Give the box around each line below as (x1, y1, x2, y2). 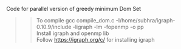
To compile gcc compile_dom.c (36, 17, 115, 24)
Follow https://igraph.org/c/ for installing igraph (36, 36, 155, 43)
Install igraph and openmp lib (36, 30, 109, 37)
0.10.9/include (36, 24, 72, 30)
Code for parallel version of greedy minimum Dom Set (6, 5, 142, 12)
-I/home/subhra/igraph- (115, 17, 176, 24)
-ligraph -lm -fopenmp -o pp (72, 24, 144, 30)
